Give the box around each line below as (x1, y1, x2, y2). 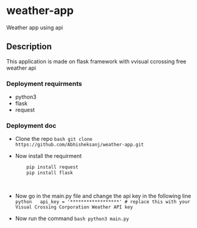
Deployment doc (6, 121, 57, 130)
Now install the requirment (15, 152, 82, 160)
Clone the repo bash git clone (15, 135, 93, 143)
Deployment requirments (6, 79, 82, 88)
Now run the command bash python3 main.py (15, 215, 129, 222)
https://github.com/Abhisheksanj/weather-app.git (15, 141, 145, 148)
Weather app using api (6, 24, 63, 31)
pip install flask (26, 170, 73, 176)
